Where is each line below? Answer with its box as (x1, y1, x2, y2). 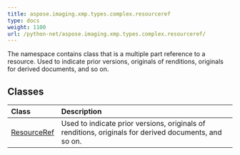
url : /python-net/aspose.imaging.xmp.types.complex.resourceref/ (7, 30, 206, 38)
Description (61, 107, 102, 117)
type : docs (7, 17, 40, 24)
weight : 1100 (7, 23, 46, 31)
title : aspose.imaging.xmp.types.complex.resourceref (7, 10, 171, 18)
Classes (7, 85, 44, 97)
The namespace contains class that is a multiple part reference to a (7, 50, 206, 58)
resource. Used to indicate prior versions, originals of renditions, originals (7, 58, 224, 66)
